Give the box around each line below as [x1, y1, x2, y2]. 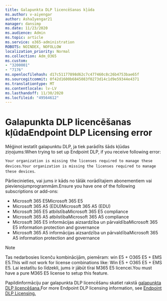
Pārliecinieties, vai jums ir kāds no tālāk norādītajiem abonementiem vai [5, 178, 152, 184]
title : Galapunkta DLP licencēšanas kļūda [5, 7, 95, 12]
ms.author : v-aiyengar [5, 12, 52, 17]
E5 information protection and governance [12, 224, 100, 230]
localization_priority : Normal [5, 49, 70, 54]
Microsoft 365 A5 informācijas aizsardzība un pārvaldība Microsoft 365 [12, 230, 159, 236]
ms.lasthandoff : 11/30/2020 [5, 91, 64, 96]
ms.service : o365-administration [5, 40, 75, 45]
